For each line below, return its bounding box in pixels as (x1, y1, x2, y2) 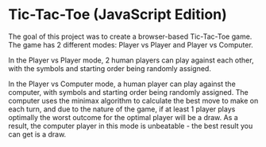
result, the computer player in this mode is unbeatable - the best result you (8, 121, 253, 130)
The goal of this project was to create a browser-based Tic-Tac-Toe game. (8, 32, 253, 41)
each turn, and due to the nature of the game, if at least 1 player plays (8, 104, 236, 114)
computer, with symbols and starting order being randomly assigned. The (8, 87, 249, 96)
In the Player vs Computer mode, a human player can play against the (8, 79, 236, 89)
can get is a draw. (8, 129, 67, 139)
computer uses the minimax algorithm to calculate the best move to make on (8, 96, 259, 105)
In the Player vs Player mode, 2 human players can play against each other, (8, 55, 254, 65)
